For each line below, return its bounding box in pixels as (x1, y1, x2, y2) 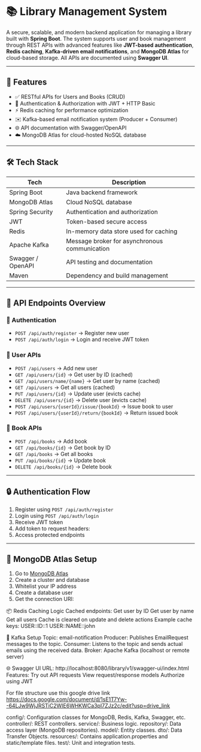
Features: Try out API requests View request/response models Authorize (6, 672, 185, 679)
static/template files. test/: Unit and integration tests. (6, 739, 136, 747)
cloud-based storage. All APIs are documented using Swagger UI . (6, 54, 169, 61)
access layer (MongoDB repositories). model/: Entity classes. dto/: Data (6, 726, 182, 734)
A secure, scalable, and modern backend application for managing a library (6, 28, 192, 36)
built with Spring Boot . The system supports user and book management (6, 35, 187, 42)
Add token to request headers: (14, 525, 90, 532)
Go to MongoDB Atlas (14, 570, 69, 577)
